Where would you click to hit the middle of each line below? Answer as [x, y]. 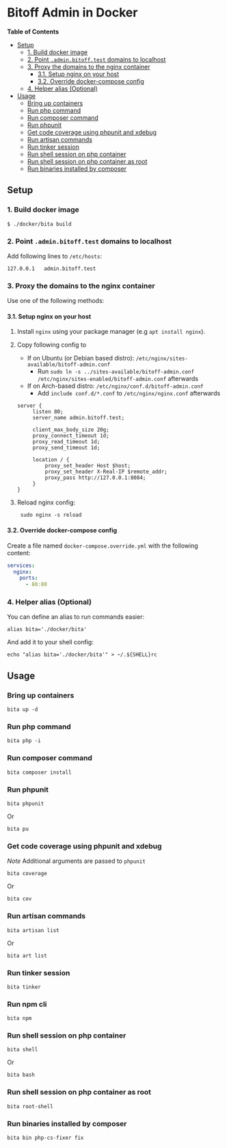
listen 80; [48, 412]
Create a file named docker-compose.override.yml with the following [103, 546]
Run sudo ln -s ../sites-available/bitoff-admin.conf [116, 371]
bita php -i [24, 741]
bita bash [21, 1075]
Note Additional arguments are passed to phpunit [76, 861]
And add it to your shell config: [50, 642]
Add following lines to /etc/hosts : [55, 256]
